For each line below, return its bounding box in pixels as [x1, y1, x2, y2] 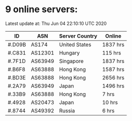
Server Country [59, 32, 98, 39]
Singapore [59, 57, 84, 65]
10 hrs [102, 99, 118, 106]
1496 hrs [102, 82, 125, 89]
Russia [59, 107, 75, 114]
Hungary [59, 49, 80, 56]
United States [59, 41, 92, 48]
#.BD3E [8, 74, 26, 81]
